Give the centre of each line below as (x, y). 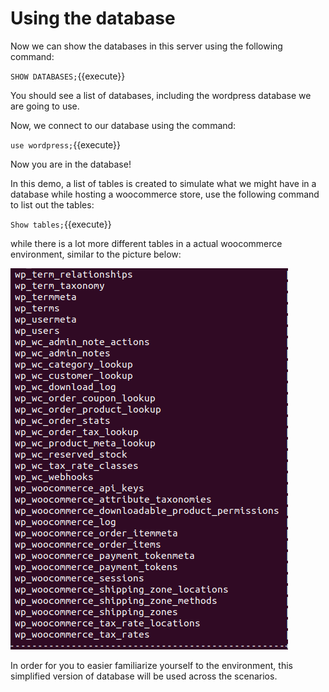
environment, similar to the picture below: (96, 254)
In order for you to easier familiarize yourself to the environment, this (151, 665)
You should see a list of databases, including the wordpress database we (161, 95)
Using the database (93, 18)
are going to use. (45, 106)
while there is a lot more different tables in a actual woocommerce (146, 243)
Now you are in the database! (71, 164)
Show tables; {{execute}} (61, 224)
